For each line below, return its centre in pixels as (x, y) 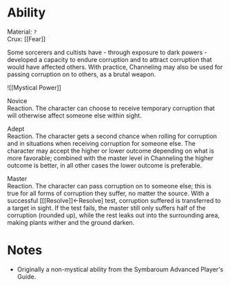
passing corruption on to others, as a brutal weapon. (82, 74)
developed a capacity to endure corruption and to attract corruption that (109, 59)
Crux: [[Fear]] (27, 38)
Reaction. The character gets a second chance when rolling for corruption (112, 136)
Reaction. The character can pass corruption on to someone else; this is (109, 186)
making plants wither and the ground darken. (71, 222)
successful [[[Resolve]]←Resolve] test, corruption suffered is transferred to (114, 200)
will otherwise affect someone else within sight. (75, 115)
